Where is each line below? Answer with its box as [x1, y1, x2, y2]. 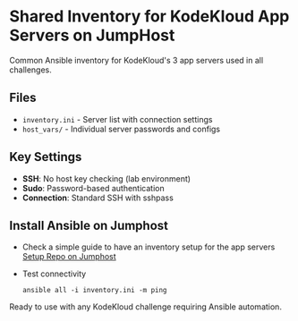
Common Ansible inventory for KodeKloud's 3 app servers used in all [9, 55, 264, 65]
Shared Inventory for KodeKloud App [9, 6, 290, 27]
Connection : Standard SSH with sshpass [21, 192, 175, 203]
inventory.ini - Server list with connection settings [21, 114, 213, 124]
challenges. [9, 64, 52, 75]
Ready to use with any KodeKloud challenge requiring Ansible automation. [9, 301, 282, 312]
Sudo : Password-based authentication [21, 182, 165, 193]
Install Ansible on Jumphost [9, 217, 168, 233]
